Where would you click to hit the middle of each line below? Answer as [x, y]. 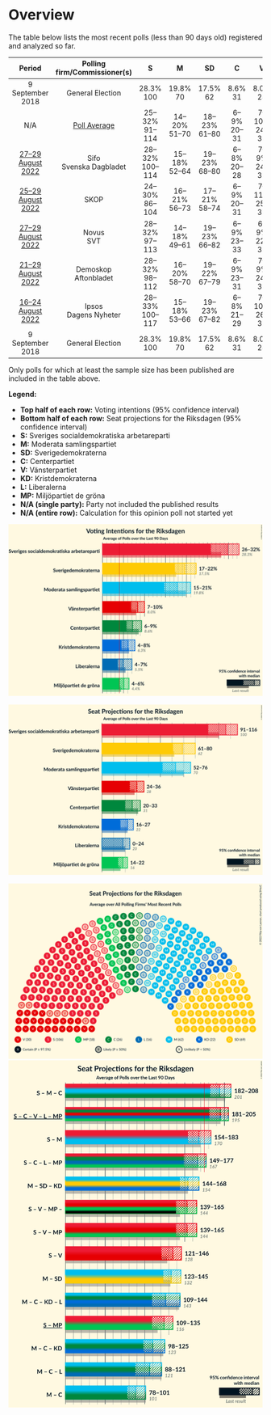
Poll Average [94, 125]
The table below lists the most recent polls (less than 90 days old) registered [135, 37]
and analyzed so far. [42, 45]
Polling [94, 64]
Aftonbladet [94, 277]
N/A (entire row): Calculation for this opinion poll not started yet [126, 513]
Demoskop [94, 269]
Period [30, 68]
